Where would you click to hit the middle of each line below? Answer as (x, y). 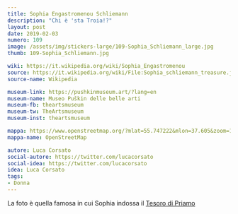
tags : (15, 177)
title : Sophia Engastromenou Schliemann (68, 14)
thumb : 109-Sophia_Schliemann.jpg (58, 54)
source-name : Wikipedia (42, 79)
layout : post (27, 27)
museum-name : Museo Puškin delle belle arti (74, 99)
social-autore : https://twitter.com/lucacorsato (80, 157)
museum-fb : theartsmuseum (45, 105)
